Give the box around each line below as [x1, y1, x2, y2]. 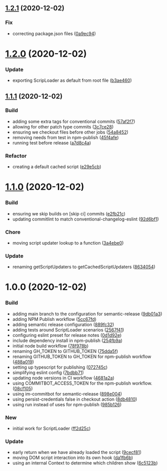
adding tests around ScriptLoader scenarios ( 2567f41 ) [12, 326, 124, 333]
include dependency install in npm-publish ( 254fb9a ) [12, 337, 123, 343]
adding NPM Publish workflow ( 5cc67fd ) [12, 316, 97, 322]
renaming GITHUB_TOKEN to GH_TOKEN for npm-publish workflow [12, 354, 151, 360]
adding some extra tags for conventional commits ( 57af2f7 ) [12, 118, 135, 125]
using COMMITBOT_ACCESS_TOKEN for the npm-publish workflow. [12, 380, 152, 386]
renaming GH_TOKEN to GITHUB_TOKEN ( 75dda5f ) [12, 348, 118, 354]
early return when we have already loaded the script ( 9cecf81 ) [12, 449, 142, 455]
